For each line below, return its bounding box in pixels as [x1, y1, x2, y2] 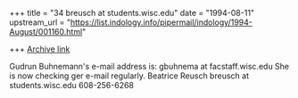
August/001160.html [9, 27, 83, 37]
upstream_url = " [9, 17, 71, 28]
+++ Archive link [9, 44, 70, 54]
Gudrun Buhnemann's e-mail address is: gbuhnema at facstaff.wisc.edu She [9, 61, 290, 71]
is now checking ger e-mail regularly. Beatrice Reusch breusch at [9, 70, 250, 81]
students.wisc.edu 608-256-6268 [9, 80, 135, 90]
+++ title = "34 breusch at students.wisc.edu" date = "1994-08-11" [9, 8, 255, 18]
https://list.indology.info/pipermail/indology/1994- [70, 17, 252, 28]
